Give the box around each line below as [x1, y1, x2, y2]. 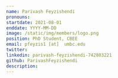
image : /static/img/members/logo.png [6, 30, 99, 36]
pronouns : [6, 14, 31, 20]
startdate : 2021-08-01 [6, 19, 62, 25]
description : [6, 63, 38, 69]
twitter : [6, 47, 28, 53]
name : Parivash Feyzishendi [6, 8, 76, 15]
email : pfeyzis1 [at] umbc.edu [6, 42, 86, 48]
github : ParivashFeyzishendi [6, 57, 78, 63]
